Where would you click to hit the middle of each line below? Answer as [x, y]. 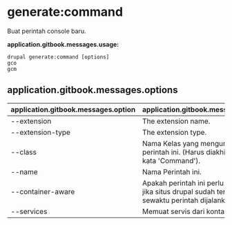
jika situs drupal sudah [179, 191]
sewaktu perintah [171, 200]
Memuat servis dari [174, 211]
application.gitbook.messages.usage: [63, 44]
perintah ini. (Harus [174, 152]
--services [29, 211]
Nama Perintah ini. [172, 171]
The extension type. [175, 132]
